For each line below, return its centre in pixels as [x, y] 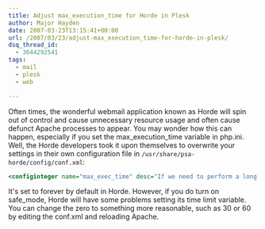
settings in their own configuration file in [74, 153]
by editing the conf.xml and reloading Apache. [84, 217]
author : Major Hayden [44, 23]
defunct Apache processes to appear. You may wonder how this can [120, 128]
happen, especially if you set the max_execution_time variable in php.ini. [126, 136]
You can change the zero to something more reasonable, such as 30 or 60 [130, 208]
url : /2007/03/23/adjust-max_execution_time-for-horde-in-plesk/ [118, 38]
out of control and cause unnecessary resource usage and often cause [124, 120]
